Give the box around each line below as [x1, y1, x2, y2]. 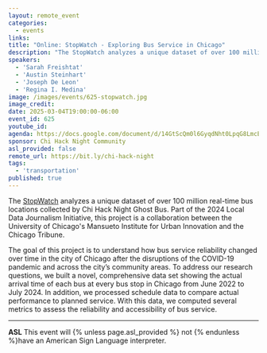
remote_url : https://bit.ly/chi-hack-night [8, 152, 155, 160]
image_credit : [8, 100, 56, 108]
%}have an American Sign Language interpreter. [8, 336, 167, 345]
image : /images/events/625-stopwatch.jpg [8, 93, 148, 101]
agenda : [8, 130, 34, 138]
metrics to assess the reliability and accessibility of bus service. [8, 304, 218, 314]
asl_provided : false [8, 145, 77, 153]
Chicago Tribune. [8, 230, 65, 239]
